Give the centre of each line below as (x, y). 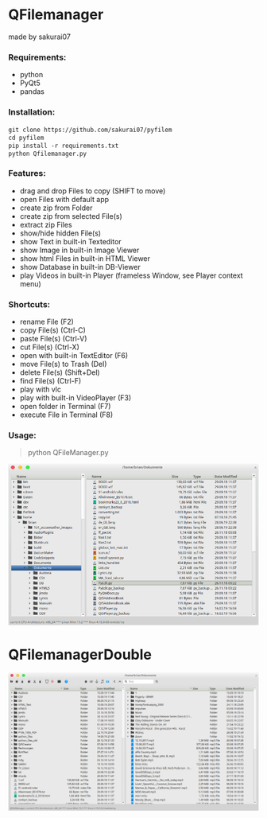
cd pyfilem (26, 138)
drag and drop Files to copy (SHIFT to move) (93, 191)
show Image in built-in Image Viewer (79, 250)
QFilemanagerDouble (80, 655)
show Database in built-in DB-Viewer (80, 267)
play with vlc (41, 390)
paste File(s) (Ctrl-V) (53, 339)
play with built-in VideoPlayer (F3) (75, 398)
